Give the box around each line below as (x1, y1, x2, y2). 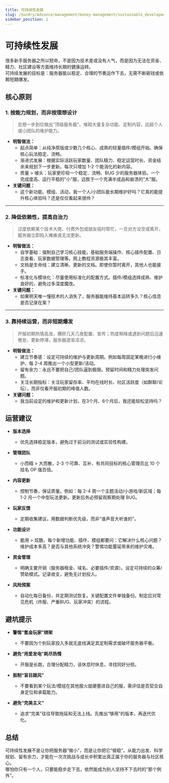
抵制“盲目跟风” (12, 672, 44, 678)
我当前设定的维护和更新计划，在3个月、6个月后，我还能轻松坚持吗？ (20, 398, 162, 404)
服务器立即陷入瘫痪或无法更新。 (17, 232, 84, 238)
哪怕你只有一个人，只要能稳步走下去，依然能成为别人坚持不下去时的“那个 (5, 766, 157, 772)
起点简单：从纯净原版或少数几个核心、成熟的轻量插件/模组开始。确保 (20, 145, 163, 151)
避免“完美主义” (12, 700, 44, 706)
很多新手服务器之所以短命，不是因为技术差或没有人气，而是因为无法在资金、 (5, 57, 164, 63)
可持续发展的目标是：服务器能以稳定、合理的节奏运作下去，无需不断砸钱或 (5, 70, 159, 76)
